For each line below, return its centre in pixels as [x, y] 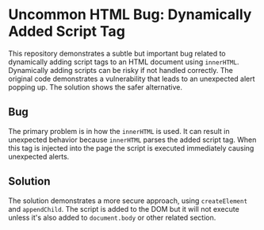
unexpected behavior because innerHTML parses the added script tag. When [132, 140]
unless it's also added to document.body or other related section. [112, 217]
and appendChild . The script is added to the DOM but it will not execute [124, 209]
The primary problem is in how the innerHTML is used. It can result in [119, 131]
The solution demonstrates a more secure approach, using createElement [128, 201]
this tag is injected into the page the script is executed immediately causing [131, 148]
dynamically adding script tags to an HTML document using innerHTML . [124, 62]
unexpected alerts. [39, 156]
